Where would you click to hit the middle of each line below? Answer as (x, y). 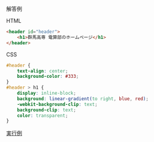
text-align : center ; (43, 71)
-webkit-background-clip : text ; (57, 104)
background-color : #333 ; (48, 77)
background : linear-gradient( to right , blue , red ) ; (83, 99)
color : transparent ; (43, 116)
